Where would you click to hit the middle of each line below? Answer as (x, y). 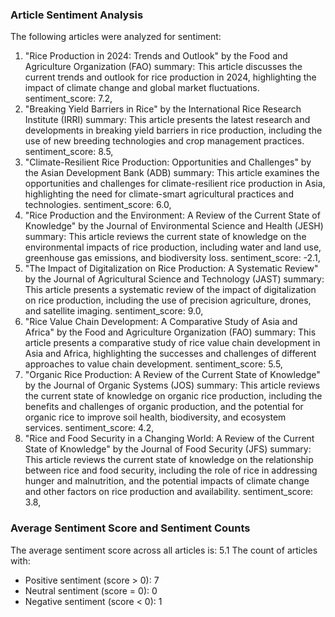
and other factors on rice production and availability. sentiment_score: (169, 492)
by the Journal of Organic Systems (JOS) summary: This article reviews (172, 385)
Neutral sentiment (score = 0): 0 (91, 590)
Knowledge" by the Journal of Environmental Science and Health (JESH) (174, 226)
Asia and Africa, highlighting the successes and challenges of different (170, 354)
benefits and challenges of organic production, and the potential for (164, 407)
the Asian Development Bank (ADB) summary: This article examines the (172, 173)
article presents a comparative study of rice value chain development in (172, 343)
